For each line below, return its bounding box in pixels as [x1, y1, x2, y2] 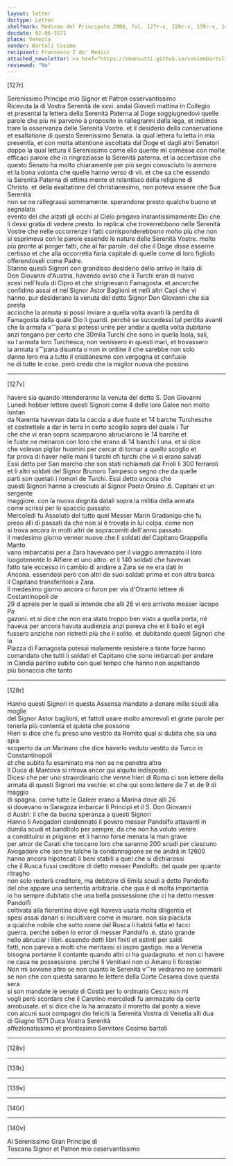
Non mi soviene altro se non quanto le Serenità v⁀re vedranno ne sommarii [7, 965, 223, 973]
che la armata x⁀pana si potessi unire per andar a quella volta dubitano [7, 323, 212, 331]
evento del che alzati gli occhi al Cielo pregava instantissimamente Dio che [7, 212, 221, 221]
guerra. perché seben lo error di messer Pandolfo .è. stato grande [7, 928, 196, 936]
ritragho [7, 869, 30, 877]
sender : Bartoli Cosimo [7, 42, 76, 49]
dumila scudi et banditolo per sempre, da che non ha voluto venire [7, 825, 196, 833]
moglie [7, 707, 27, 715]
